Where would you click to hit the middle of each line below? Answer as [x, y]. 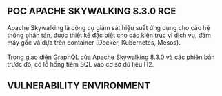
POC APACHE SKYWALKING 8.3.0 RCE [92, 11]
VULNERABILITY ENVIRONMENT [79, 86]
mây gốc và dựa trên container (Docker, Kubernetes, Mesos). [94, 42]
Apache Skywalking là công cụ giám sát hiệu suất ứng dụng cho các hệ [109, 27]
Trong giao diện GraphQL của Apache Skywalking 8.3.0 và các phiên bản [111, 57]
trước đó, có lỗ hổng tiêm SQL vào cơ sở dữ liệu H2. [80, 64]
